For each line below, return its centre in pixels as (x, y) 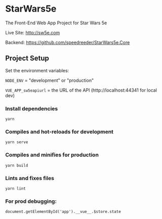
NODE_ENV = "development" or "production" (50, 80)
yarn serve (17, 142)
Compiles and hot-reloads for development (59, 132)
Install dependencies (32, 108)
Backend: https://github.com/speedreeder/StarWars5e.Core (68, 42)
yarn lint (16, 188)
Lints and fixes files (30, 178)
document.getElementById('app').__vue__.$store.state (63, 212)
